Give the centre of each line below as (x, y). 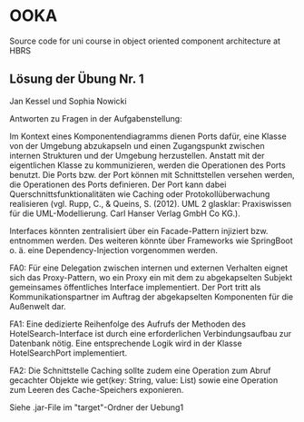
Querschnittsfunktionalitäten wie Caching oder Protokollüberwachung (140, 194)
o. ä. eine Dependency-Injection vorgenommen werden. (113, 250)
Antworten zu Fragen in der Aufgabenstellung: (96, 118)
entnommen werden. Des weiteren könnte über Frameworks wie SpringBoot (151, 240)
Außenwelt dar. (38, 306)
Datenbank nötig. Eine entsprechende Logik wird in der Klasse (126, 343)
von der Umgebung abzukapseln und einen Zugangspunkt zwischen (137, 145)
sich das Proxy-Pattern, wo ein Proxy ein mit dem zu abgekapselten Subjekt (151, 277)
